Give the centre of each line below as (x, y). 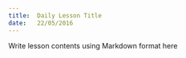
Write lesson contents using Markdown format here (93, 45)
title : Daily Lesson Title (55, 15)
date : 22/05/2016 (41, 23)
